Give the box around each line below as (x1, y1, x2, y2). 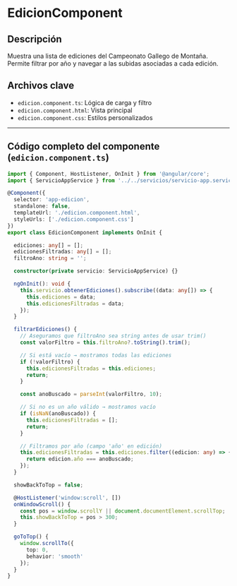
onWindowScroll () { (13, 501, 71, 508)
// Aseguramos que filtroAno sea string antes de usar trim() (20, 333, 207, 340)
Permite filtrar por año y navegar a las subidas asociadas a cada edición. (7, 59, 219, 68)
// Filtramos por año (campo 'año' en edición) (20, 443, 162, 450)
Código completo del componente (7, 140, 160, 153)
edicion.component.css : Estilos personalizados (17, 113, 153, 121)
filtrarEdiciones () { (13, 326, 78, 333)
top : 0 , (25, 546, 49, 554)
